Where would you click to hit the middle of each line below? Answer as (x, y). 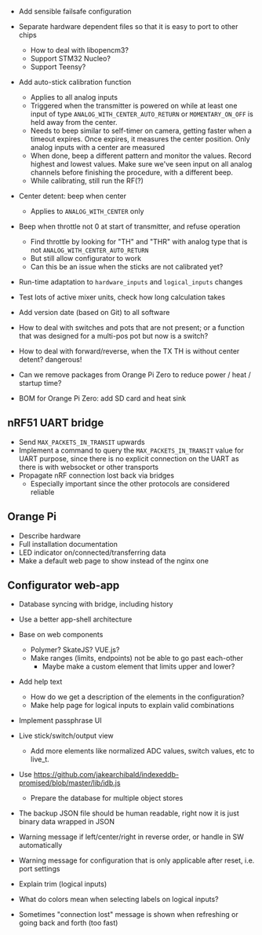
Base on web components (61, 635)
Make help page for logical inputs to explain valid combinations (132, 706)
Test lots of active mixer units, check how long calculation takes (122, 297)
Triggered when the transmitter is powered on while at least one (134, 106)
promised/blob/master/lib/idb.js (69, 783)
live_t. (40, 759)
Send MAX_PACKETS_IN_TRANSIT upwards (82, 442)
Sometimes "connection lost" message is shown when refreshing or (128, 915)
